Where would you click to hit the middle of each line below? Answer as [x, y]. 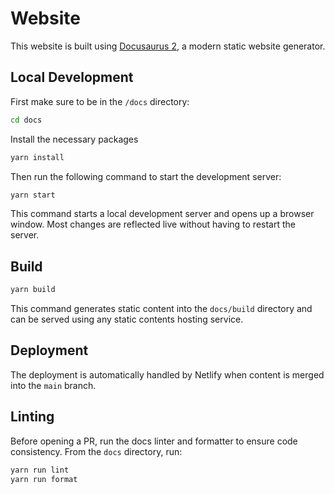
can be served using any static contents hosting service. [127, 319]
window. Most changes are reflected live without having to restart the [153, 224]
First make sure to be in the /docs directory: [100, 101]
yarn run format [44, 479]
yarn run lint [40, 470]
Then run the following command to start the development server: [146, 176]
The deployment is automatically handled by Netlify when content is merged [167, 374]
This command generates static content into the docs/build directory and [161, 309]
